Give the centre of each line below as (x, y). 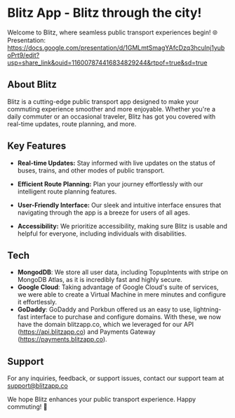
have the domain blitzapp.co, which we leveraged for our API (106, 325)
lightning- (207, 309)
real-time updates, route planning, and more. (72, 123)
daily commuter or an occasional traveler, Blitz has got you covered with (112, 116)
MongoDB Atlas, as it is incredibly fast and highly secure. (100, 280)
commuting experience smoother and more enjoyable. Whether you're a (112, 109)
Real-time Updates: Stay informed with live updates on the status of (116, 163)
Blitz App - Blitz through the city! (105, 13)
